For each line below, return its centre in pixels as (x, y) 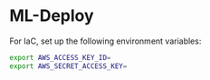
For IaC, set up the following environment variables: (105, 41)
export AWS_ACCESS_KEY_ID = (60, 57)
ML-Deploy (52, 16)
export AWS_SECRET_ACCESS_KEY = (68, 66)
